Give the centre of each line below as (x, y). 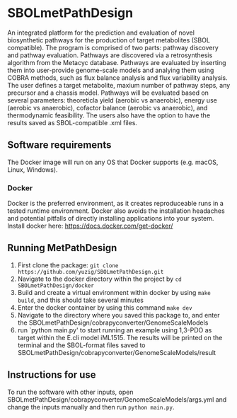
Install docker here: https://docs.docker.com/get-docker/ (90, 226)
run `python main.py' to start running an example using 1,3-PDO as (115, 330)
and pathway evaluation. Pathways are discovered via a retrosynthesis (110, 55)
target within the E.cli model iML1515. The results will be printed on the (120, 337)
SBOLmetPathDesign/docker (56, 285)
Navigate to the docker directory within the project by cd (99, 279)
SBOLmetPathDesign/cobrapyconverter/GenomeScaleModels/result (117, 352)
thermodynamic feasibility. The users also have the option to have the (109, 115)
